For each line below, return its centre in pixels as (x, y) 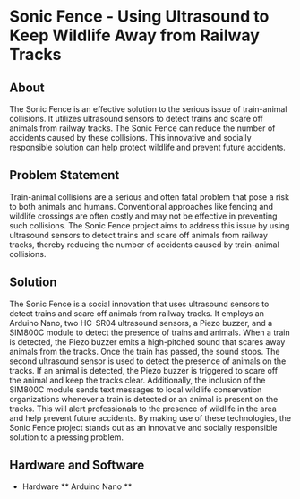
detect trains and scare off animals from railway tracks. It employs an (137, 313)
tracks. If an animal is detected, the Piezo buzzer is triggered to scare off (144, 370)
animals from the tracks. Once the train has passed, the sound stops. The (145, 351)
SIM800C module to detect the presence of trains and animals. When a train (150, 332)
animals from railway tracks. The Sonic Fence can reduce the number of (142, 128)
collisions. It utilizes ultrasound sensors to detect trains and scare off (137, 119)
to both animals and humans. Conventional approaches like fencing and (141, 206)
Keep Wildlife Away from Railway (134, 35)
